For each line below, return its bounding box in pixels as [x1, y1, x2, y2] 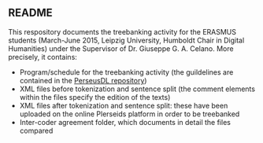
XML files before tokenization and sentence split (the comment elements [19, 84, 256, 93]
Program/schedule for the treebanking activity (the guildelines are [19, 67, 234, 77]
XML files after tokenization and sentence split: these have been [19, 101, 228, 110]
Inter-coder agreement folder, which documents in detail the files [19, 117, 231, 126]
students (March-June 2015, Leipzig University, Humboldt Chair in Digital [8, 35, 245, 45]
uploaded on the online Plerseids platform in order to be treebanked [19, 109, 240, 119]
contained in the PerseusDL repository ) [19, 75, 147, 85]
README [8, 6, 53, 20]
